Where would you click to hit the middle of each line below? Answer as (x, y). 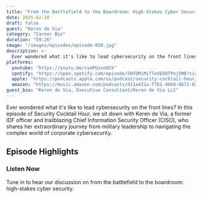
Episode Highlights (42, 152)
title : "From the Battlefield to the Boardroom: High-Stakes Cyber (93, 12)
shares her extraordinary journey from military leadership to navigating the (98, 126)
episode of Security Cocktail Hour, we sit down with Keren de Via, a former (99, 113)
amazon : (21, 85)
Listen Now (23, 169)
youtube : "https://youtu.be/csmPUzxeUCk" (64, 68)
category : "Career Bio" (36, 34)
